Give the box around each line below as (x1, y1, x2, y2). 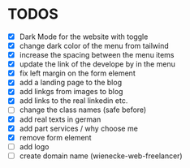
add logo (19, 141, 50, 151)
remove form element (19, 132, 92, 142)
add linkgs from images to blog (19, 87, 123, 97)
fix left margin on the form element (19, 68, 136, 78)
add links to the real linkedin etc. (19, 96, 128, 106)
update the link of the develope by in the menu (19, 59, 176, 69)
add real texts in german (19, 114, 101, 124)
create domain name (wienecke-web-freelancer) (19, 151, 184, 161)
